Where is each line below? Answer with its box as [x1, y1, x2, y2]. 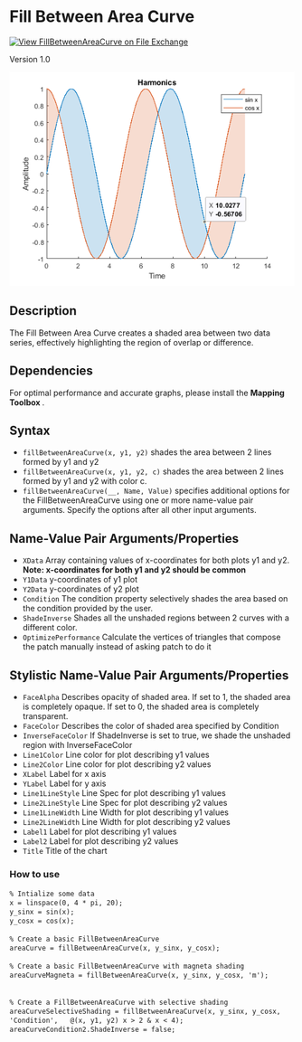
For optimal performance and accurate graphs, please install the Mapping [9, 387, 285, 398]
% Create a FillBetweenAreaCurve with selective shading [9, 998, 229, 1008]
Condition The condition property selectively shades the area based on [22, 593, 288, 604]
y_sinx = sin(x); [9, 907, 75, 917]
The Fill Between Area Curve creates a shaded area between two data [9, 327, 271, 338]
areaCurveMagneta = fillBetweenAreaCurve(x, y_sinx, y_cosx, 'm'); [9, 971, 269, 980]
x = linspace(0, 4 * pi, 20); [9, 898, 124, 908]
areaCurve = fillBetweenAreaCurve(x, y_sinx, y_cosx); [9, 943, 221, 953]
